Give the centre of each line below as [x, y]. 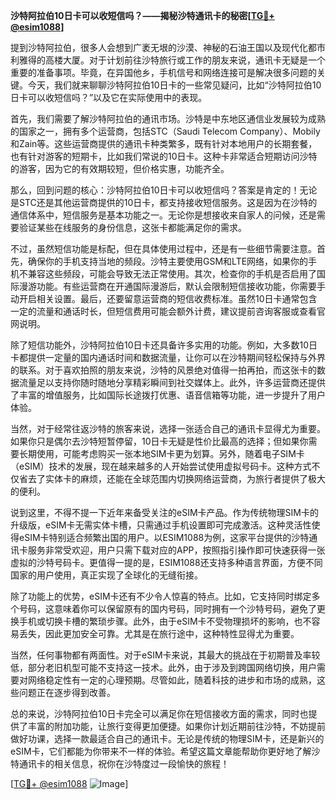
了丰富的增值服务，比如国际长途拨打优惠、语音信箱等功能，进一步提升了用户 [168, 395]
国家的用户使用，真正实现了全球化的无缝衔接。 [106, 575]
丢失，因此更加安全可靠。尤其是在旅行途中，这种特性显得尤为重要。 [159, 633]
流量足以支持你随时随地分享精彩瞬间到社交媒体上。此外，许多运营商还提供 [172, 382]
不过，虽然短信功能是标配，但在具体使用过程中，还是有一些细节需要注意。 [163, 248]
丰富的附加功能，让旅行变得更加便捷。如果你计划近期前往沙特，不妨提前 [176, 726]
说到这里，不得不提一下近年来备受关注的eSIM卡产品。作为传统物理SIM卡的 [164, 512]
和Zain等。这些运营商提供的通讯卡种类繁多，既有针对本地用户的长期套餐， [164, 143]
